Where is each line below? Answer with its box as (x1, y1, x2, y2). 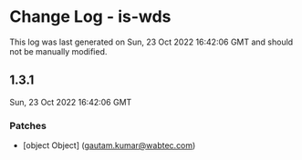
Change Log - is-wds (9, 6, 172, 27)
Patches (9, 119, 47, 132)
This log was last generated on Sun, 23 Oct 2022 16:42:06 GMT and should (9, 36, 294, 47)
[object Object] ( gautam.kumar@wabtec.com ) (22, 140, 196, 151)
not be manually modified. (9, 45, 108, 56)
